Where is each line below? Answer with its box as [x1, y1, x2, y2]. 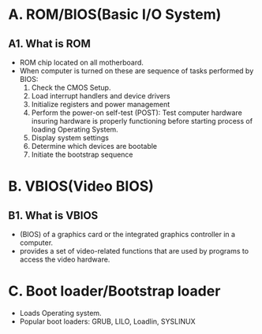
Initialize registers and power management [31, 100, 170, 109]
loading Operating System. [31, 124, 118, 134]
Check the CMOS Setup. [31, 83, 111, 92]
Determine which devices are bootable [31, 142, 158, 150]
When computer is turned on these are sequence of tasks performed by [19, 66, 254, 76]
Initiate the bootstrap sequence [31, 150, 133, 159]
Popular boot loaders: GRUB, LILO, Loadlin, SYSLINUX [19, 317, 196, 326]
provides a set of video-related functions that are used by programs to [19, 247, 249, 255]
